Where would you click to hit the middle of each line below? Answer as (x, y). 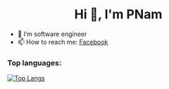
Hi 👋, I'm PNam (118, 14)
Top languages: (35, 63)
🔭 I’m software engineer (52, 34)
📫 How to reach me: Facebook (63, 42)
